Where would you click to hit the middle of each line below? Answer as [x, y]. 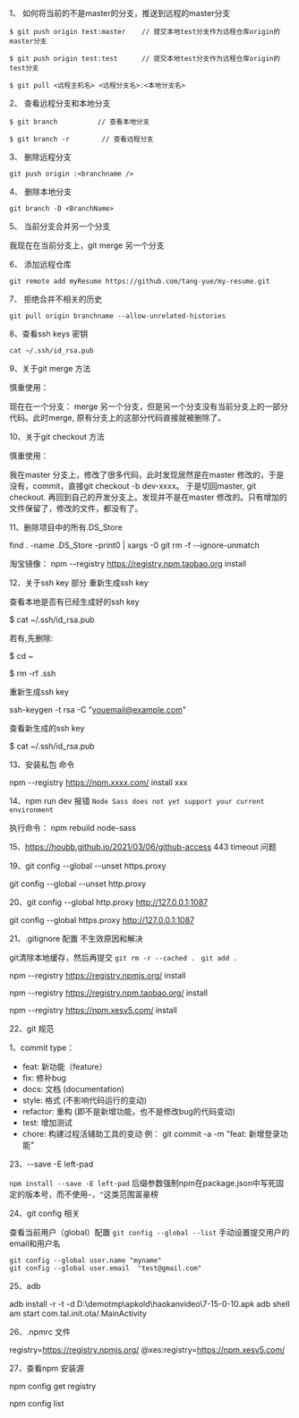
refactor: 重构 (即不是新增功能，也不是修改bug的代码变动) [128, 1111]
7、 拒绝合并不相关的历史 [56, 299]
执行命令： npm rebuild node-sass [73, 828]
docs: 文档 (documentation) [73, 1089]
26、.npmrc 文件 [40, 1332]
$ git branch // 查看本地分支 [80, 122]
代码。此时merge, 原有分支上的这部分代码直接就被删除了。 [118, 418]
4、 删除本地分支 [40, 192]
